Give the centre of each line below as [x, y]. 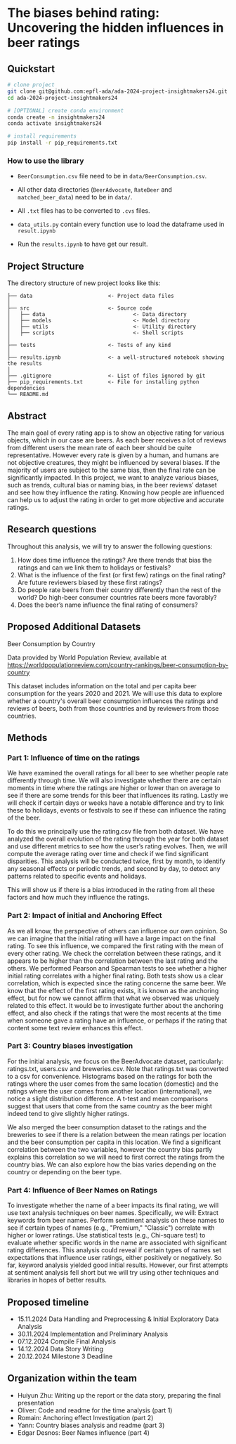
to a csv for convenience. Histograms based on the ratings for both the [110, 1076]
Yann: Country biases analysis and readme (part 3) [91, 1425]
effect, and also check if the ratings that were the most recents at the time [114, 1013]
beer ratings [44, 43]
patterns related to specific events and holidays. [77, 877]
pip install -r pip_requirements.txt [63, 143]
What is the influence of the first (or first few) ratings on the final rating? [122, 575]
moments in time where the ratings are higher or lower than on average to [114, 788]
